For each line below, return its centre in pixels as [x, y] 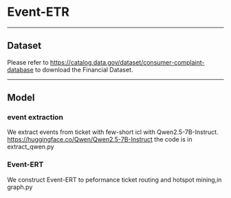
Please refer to [28, 62]
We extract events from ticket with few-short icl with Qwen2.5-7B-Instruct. [113, 132]
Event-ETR [38, 12]
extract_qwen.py [31, 147]
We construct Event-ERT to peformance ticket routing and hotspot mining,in [114, 179]
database [21, 69]
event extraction [35, 118]
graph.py [20, 187]
